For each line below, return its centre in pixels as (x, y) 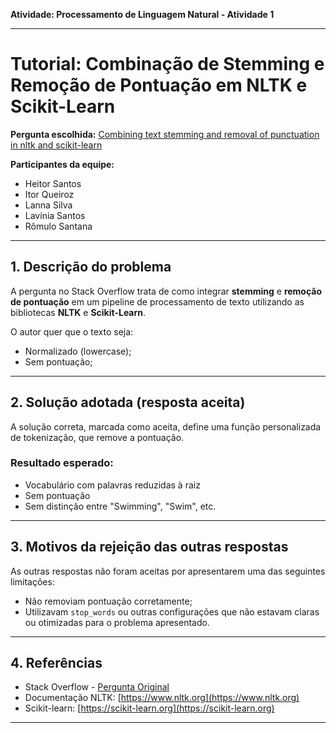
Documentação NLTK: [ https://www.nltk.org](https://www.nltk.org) (162, 698)
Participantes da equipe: (62, 164)
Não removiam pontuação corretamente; (108, 601)
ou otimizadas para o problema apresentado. (117, 622)
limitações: (32, 581)
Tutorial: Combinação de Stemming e (167, 64)
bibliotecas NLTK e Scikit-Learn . (78, 312)
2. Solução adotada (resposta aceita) (128, 402)
